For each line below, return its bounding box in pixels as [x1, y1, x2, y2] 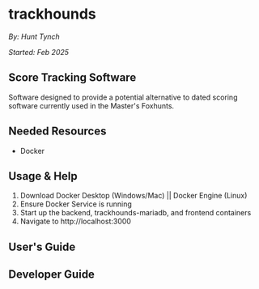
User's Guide [8, 240, 76, 253]
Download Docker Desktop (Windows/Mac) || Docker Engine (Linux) [19, 191, 248, 201]
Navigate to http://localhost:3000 [19, 216, 132, 227]
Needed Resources [8, 125, 107, 138]
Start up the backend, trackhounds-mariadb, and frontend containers [19, 208, 252, 218]
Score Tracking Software [8, 70, 137, 85]
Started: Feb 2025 [8, 47, 70, 57]
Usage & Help [8, 169, 79, 183]
